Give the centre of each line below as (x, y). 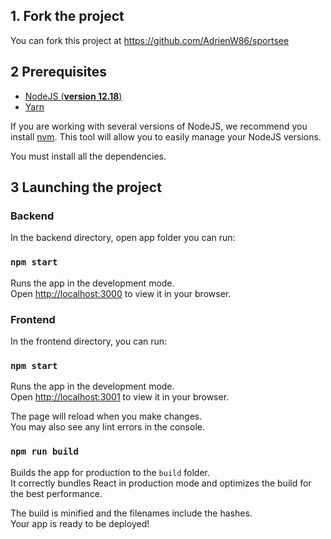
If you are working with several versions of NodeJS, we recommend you (159, 126)
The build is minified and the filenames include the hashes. (131, 513)
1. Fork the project (67, 16)
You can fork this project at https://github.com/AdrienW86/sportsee (150, 40)
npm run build (44, 452)
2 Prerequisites (59, 72)
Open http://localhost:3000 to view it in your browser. (121, 293)
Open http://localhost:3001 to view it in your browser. (120, 397)
